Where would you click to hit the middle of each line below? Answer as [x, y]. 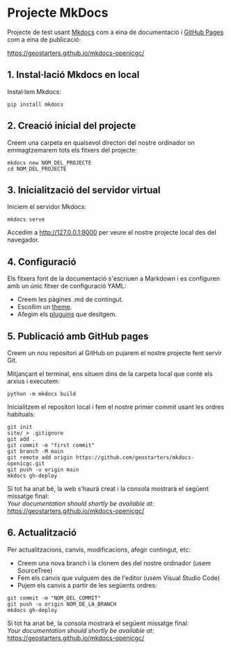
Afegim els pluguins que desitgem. [67, 314]
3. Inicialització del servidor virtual [84, 190]
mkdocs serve [26, 220]
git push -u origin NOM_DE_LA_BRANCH [62, 604]
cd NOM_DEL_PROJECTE [37, 169]
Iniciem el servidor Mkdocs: [47, 207]
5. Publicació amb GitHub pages [78, 336]
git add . [22, 439]
